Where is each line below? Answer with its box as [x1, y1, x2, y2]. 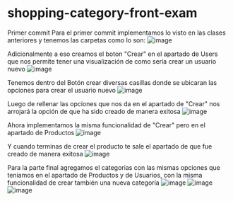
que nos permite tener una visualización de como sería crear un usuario [7, 57, 217, 65]
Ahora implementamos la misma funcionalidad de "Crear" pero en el [7, 120, 206, 129]
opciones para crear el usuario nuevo [7, 86, 116, 94]
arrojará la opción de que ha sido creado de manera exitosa [7, 107, 181, 115]
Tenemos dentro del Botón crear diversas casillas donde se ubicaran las [7, 78, 217, 86]
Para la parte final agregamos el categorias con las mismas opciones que [7, 163, 221, 171]
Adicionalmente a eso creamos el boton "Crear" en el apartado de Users [7, 50, 218, 58]
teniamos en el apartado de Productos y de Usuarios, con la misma [7, 171, 203, 179]
